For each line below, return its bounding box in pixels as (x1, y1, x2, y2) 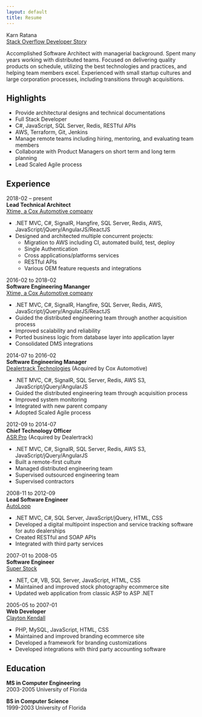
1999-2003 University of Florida (6, 704, 86, 711)
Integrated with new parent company (15, 402, 108, 410)
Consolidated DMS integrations (15, 340, 93, 348)
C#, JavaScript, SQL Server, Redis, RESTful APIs (15, 122, 136, 130)
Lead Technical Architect (6, 201, 71, 209)
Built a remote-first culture (15, 458, 82, 466)
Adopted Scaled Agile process (15, 409, 92, 416)
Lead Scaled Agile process (15, 161, 82, 168)
